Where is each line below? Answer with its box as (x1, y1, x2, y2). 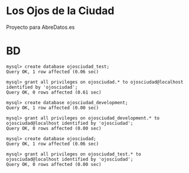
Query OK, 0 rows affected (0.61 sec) (6, 89, 102, 95)
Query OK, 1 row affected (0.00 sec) (6, 105, 99, 111)
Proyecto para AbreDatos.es (6, 24, 75, 31)
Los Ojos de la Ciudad (6, 4, 115, 18)
